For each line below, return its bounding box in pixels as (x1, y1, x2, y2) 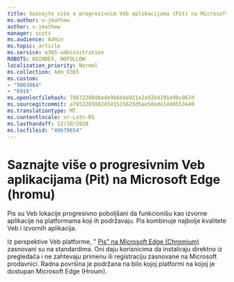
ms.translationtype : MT (7, 107, 77, 114)
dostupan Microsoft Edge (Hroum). (7, 267, 107, 276)
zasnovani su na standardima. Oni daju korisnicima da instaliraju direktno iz (7, 245, 223, 253)
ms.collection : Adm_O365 (7, 68, 79, 75)
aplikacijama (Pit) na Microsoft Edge (7, 171, 221, 187)
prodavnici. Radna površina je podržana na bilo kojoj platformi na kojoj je (7, 260, 215, 268)
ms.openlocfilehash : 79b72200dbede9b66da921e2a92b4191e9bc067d (7, 95, 195, 102)
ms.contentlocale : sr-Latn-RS (7, 113, 95, 120)
